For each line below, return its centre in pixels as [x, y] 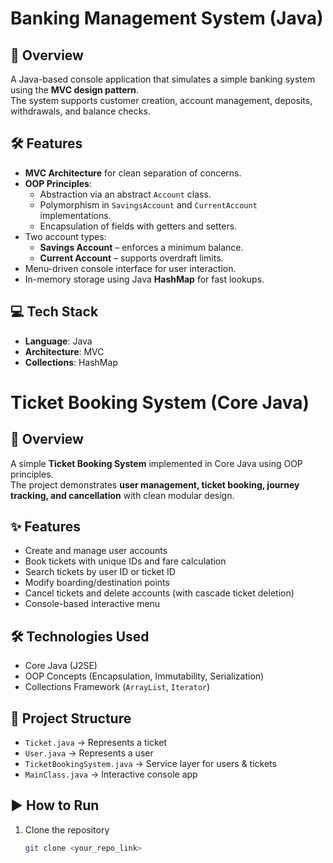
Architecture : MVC [64, 351]
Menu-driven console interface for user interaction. [130, 268]
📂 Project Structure [71, 718]
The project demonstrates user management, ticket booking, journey [155, 484]
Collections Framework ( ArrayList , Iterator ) [117, 687]
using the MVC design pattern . [75, 90]
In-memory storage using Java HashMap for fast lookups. [144, 279]
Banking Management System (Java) [167, 18]
